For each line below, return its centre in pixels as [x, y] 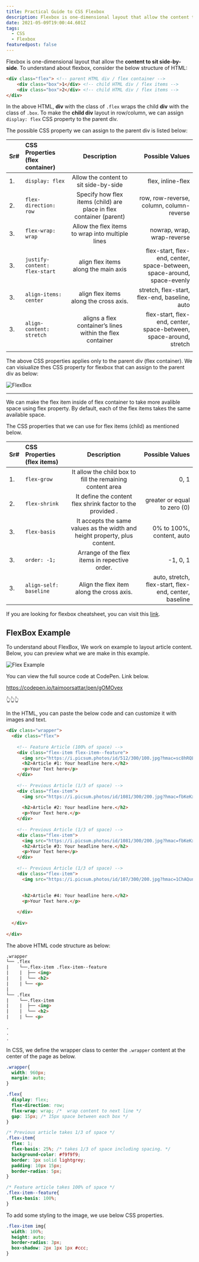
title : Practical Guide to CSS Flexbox [55, 12]
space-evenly [170, 280]
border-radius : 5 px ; [37, 1171]
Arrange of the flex [104, 553]
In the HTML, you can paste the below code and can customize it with [91, 713]
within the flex [100, 333]
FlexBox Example [38, 633]
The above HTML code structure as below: [58, 945]
